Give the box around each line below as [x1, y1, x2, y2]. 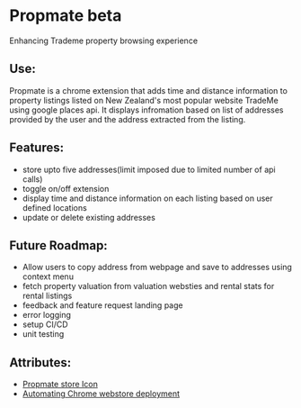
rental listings [22, 290, 73, 302]
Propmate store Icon [22, 379, 99, 390]
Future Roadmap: [9, 238, 108, 253]
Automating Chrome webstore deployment [22, 388, 181, 399]
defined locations [22, 202, 87, 213]
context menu [22, 271, 75, 282]
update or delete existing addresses [22, 212, 155, 222]
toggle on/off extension [22, 183, 110, 194]
